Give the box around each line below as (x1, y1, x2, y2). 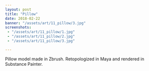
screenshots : (5, 25, 32, 30)
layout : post (5, 7, 32, 12)
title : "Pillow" (5, 12, 38, 16)
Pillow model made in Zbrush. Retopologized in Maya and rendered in (5, 56, 145, 62)
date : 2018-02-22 (5, 16, 40, 21)
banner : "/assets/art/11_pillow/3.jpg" (5, 20, 86, 26)
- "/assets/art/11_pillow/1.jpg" (7, 29, 75, 34)
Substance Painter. (5, 61, 43, 67)
